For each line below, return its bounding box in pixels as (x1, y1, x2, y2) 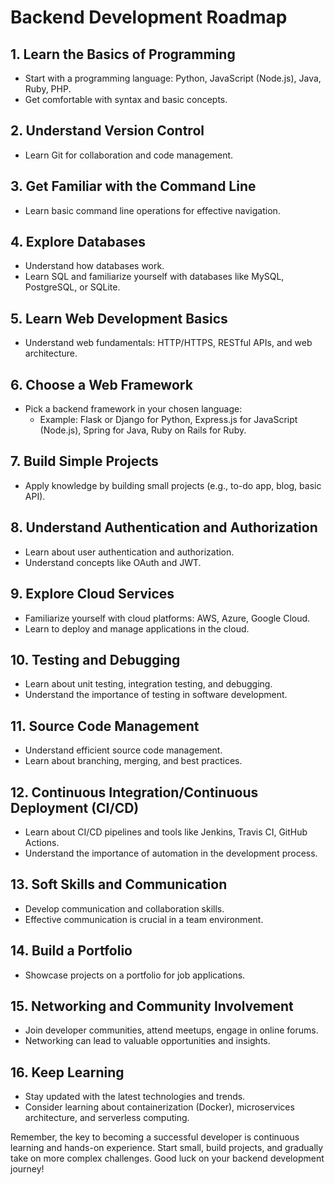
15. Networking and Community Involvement (10, 997, 294, 1015)
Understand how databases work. (24, 260, 165, 272)
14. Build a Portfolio (10, 942, 133, 960)
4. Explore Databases (10, 234, 147, 251)
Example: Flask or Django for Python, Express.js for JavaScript (39, 414, 298, 426)
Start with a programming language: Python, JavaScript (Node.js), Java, (24, 72, 322, 84)
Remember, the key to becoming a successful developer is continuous (10, 1131, 300, 1143)
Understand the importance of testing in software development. (24, 689, 288, 701)
